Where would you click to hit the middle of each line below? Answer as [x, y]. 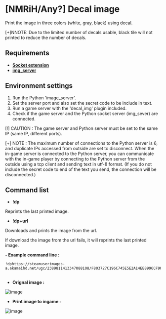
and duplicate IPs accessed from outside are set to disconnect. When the [80, 148]
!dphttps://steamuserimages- [35, 264]
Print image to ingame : [37, 301]
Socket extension [31, 65]
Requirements [27, 53]
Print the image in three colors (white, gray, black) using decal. [69, 23]
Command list [27, 190]
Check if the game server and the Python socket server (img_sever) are [85, 113]
